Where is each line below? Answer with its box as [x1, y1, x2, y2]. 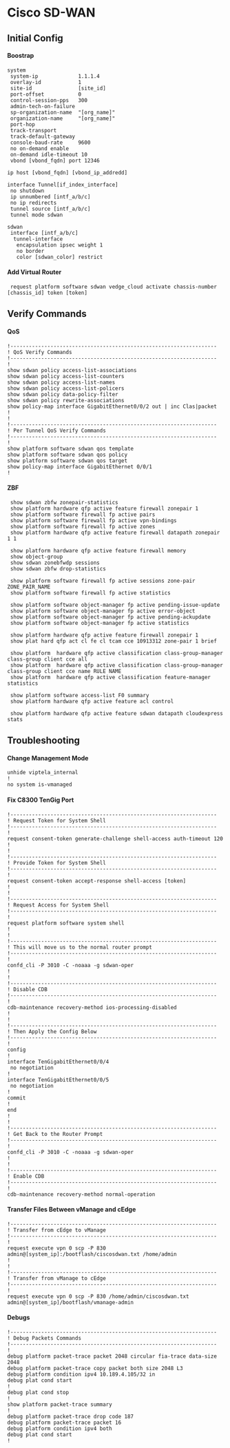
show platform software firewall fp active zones [10, 523, 156, 530]
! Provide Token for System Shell [7, 859, 107, 866]
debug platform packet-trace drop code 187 [7, 1413, 134, 1420]
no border [16, 247, 45, 254]
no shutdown [10, 187, 45, 194]
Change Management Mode [7, 754, 89, 762]
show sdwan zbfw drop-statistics [10, 565, 107, 572]
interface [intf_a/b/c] [10, 229, 79, 236]
